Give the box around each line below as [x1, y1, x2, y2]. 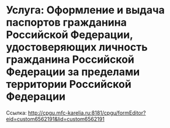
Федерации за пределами [6, 65, 140, 79]
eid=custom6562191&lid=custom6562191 [6, 115, 105, 122]
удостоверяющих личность [6, 41, 148, 54]
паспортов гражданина [6, 16, 127, 29]
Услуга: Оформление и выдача [6, 3, 165, 17]
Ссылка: [6, 109, 27, 116]
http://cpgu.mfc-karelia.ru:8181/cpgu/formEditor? [28, 109, 146, 116]
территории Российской [6, 78, 131, 91]
